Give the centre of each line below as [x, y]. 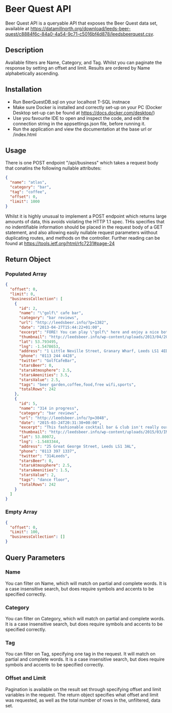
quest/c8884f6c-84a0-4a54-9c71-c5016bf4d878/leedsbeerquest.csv [79, 34]
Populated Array [26, 274]
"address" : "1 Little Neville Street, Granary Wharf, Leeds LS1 [89, 351]
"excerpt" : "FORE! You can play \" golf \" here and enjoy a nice [89, 332]
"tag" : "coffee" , [28, 192]
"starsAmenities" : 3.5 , [44, 375]
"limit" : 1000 [25, 201]
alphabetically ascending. [32, 73]
